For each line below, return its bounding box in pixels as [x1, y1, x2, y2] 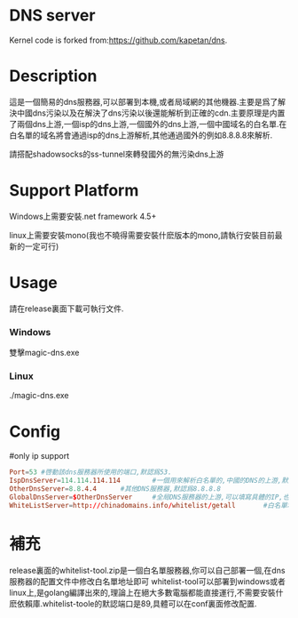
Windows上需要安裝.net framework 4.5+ [9, 211, 157, 221]
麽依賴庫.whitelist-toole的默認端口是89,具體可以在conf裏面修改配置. [9, 598, 257, 609]
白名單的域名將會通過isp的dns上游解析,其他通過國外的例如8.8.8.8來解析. [9, 130, 273, 140]
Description [9, 66, 98, 86]
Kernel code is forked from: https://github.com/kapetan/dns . [9, 35, 228, 45]
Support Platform [9, 181, 139, 201]
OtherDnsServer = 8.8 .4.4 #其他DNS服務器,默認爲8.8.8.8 [9, 485, 222, 494]
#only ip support [9, 451, 69, 461]
